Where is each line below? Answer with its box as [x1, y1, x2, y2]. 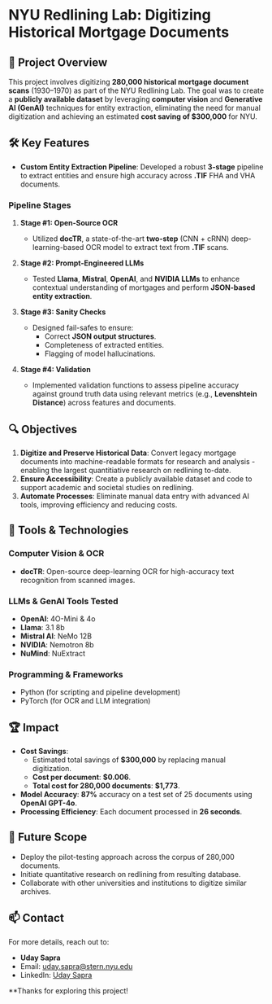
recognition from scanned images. [19, 575, 136, 585]
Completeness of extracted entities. [44, 340, 165, 350]
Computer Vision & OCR [8, 548, 105, 559]
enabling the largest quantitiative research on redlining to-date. [19, 465, 231, 475]
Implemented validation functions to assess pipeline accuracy [32, 380, 240, 390]
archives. [19, 886, 51, 897]
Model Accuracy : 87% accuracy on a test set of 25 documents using [19, 790, 253, 800]
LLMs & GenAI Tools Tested [8, 595, 119, 607]
